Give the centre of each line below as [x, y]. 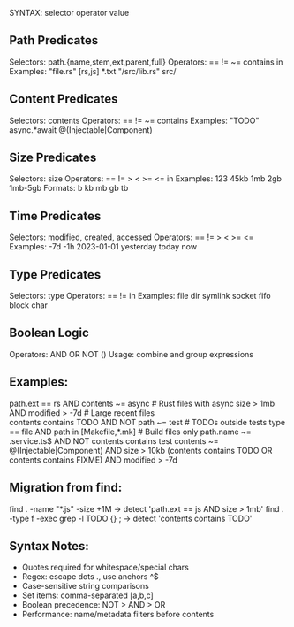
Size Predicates [53, 158]
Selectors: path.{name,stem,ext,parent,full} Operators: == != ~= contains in [146, 62]
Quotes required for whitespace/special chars [106, 567]
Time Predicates [55, 216]
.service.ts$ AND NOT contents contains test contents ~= [114, 440]
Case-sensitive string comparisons [86, 586]
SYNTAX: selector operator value [69, 13]
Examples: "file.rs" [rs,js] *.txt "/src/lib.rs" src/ [93, 71]
